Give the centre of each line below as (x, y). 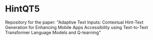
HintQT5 (22, 9)
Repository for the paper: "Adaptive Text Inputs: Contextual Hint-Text (74, 22)
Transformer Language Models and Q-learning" (53, 32)
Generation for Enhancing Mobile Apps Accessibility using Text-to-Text (76, 27)
